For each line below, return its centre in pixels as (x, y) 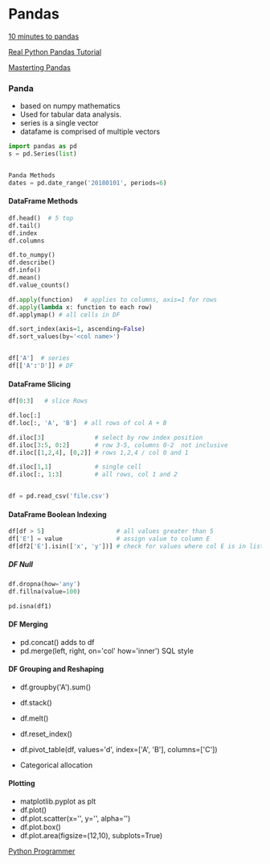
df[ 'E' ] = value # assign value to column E (109, 539)
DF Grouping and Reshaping (56, 669)
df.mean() (25, 278)
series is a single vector (59, 123)
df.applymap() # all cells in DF (64, 315)
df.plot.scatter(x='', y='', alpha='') (75, 819)
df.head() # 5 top (41, 218)
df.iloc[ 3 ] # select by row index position (106, 437)
